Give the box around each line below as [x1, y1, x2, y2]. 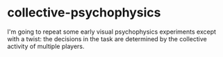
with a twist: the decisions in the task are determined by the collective [7, 34, 207, 43]
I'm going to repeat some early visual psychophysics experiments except [7, 27, 217, 36]
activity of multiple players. [7, 42, 85, 50]
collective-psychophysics [7, 5, 161, 21]
